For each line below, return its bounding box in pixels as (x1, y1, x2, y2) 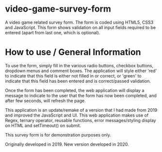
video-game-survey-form (5, 3, 112, 15)
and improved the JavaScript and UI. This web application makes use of (5, 112, 149, 118)
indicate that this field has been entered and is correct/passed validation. (5, 78, 151, 84)
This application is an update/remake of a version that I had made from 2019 (5, 107, 158, 113)
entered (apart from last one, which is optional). (5, 30, 100, 35)
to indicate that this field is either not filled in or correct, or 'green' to (5, 73, 142, 78)
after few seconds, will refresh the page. (5, 98, 86, 104)
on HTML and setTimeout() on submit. (5, 122, 81, 128)
